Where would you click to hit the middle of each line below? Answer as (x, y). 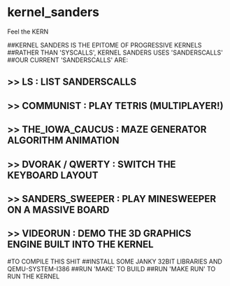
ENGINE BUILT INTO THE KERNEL (80, 244)
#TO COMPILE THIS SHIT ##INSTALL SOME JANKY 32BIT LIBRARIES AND (115, 261)
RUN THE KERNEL (34, 276)
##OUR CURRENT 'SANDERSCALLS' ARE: (67, 59)
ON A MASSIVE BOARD (58, 209)
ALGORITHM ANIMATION (63, 141)
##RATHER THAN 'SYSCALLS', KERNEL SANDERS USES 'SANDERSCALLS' (115, 52)
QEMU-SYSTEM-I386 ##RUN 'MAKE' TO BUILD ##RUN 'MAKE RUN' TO (112, 269)
